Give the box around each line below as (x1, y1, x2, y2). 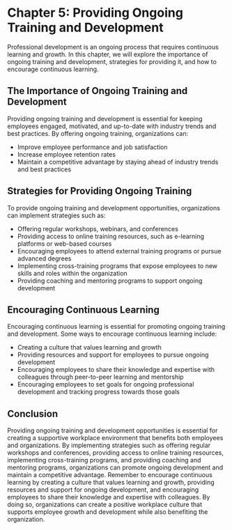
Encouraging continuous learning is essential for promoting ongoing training (7, 322, 226, 331)
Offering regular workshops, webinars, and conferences (17, 224, 179, 233)
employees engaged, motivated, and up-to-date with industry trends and (7, 122, 217, 130)
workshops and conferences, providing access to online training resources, (7, 449, 224, 457)
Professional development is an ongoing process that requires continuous (7, 42, 219, 51)
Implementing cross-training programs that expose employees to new (17, 261, 218, 270)
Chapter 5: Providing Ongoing (7, 5, 183, 21)
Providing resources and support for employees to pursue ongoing (17, 350, 209, 359)
